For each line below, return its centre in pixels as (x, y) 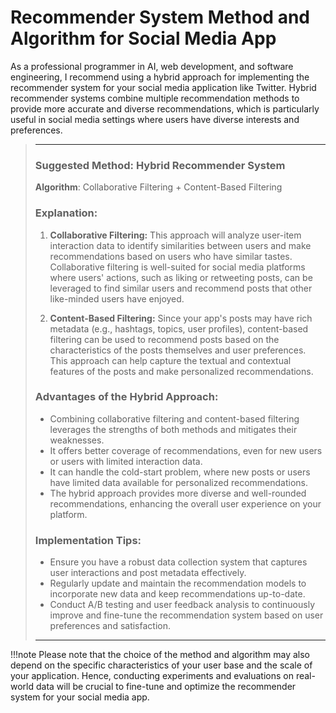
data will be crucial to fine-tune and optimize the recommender (166, 687)
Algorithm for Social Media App (143, 38)
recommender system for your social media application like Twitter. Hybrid (163, 87)
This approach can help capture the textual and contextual (170, 360)
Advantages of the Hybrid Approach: (126, 397)
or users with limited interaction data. (126, 461)
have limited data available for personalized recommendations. (178, 482)
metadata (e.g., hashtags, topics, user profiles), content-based (179, 328)
